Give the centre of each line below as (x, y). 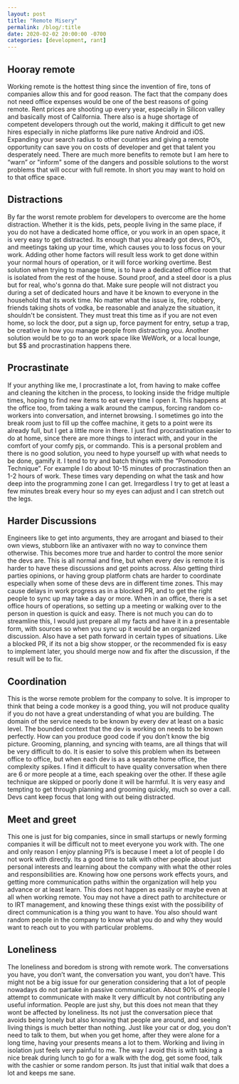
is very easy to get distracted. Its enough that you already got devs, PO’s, (115, 239)
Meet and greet (42, 819)
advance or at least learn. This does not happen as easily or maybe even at (117, 890)
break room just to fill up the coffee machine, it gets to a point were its (110, 423)
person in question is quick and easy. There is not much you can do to (110, 614)
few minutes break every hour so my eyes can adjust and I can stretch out (116, 491)
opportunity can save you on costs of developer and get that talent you (111, 147)
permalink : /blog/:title (44, 27)
